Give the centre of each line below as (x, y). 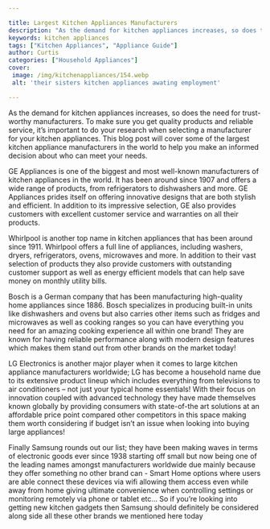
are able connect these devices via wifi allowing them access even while (129, 481)
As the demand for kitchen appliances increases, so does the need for (125, 113)
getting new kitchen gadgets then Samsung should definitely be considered (133, 507)
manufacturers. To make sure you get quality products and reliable (143, 121)
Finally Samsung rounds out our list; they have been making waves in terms (133, 447)
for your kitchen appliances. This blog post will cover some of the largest (129, 138)
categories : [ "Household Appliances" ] (73, 60)
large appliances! (37, 432)
